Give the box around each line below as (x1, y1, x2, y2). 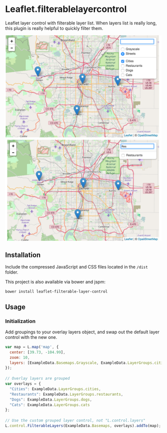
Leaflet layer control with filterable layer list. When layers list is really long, (5, 20, 157, 26)
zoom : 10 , (9, 355, 30, 360)
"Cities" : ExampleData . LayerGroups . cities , (9, 386, 101, 392)
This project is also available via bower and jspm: (5, 279, 106, 285)
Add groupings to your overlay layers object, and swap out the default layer (5, 329, 160, 335)
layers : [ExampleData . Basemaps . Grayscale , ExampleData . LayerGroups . (9, 360, 155, 365)
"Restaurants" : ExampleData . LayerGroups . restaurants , (9, 392, 123, 397)
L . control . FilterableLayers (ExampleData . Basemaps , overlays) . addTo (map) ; (5, 424, 162, 429)
